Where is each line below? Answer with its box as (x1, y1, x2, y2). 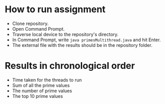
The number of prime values (12, 88, 73, 94)
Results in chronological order (5, 60, 135, 72)
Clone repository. (12, 20, 49, 27)
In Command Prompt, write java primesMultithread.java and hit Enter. (12, 37, 161, 43)
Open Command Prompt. (12, 25, 65, 32)
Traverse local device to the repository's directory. (12, 31, 119, 37)
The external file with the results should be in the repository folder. (12, 42, 153, 48)
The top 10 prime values (12, 93, 63, 99)
